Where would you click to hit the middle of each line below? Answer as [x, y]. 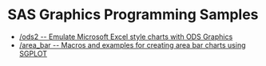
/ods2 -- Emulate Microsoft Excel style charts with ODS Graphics [126, 37]
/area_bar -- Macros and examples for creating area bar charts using [132, 45]
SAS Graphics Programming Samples [133, 15]
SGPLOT [33, 53]
